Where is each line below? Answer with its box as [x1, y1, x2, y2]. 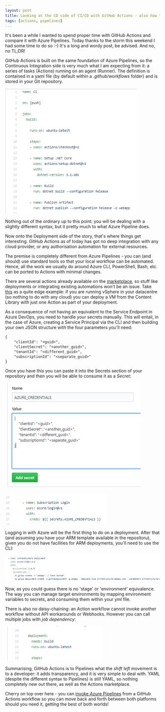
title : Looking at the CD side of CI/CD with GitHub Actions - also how [5, 13, 157, 18]
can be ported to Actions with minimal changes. [5, 269, 102, 275]
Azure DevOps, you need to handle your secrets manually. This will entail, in [5, 314, 159, 320]
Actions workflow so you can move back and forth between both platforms [5, 696, 157, 702]
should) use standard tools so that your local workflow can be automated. [5, 258, 154, 264]
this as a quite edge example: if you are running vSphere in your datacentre [5, 289, 158, 295]
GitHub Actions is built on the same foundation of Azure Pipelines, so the [5, 58, 152, 63]
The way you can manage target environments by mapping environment [5, 591, 151, 597]
